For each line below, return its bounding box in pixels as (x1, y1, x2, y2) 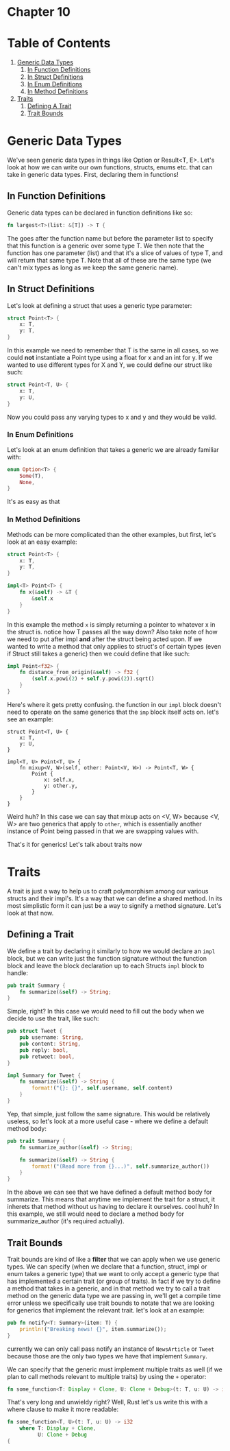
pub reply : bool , (19, 1046, 69, 1053)
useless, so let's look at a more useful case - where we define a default (7, 1117, 209, 1125)
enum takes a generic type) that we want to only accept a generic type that (7, 1269, 220, 1278)
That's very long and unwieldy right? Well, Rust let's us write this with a (7, 1398, 208, 1406)
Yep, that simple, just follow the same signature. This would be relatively (7, 1110, 211, 1118)
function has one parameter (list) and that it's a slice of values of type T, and (7, 248, 223, 257)
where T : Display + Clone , (19, 1425, 97, 1432)
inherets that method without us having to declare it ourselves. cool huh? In (7, 1203, 219, 1211)
